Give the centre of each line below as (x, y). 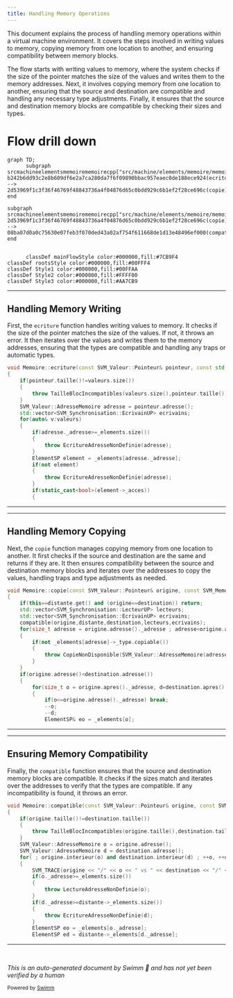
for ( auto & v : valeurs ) (51, 420)
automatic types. (31, 355)
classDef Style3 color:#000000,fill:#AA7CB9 (72, 281)
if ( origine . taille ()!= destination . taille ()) (85, 819)
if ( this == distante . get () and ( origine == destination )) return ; (111, 603)
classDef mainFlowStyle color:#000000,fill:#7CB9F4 (102, 257)
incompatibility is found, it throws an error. (68, 793)
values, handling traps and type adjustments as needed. (87, 577)
